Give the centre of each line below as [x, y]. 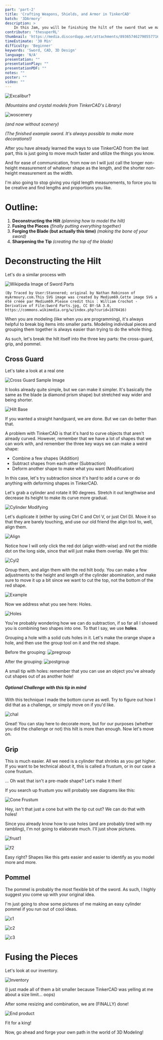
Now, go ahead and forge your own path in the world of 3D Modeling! [74, 1032]
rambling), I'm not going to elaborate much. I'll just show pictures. [71, 829]
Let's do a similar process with [36, 274]
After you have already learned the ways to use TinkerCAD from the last [77, 148]
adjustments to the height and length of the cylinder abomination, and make [81, 575]
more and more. [21, 862]
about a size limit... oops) [30, 994]
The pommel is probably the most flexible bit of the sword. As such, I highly [81, 889]
